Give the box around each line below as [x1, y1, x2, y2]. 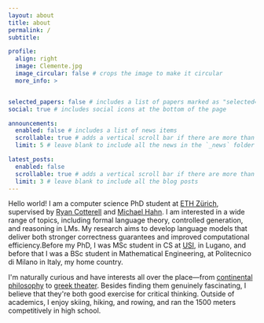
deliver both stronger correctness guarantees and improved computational [8, 233, 250, 242]
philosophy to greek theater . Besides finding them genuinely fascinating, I [8, 281, 247, 291]
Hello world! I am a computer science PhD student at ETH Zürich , [8, 199, 219, 208]
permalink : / [8, 26, 51, 34]
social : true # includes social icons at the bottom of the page [8, 105, 226, 113]
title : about [8, 19, 51, 27]
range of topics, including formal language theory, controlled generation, [8, 215, 244, 225]
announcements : [8, 119, 58, 127]
